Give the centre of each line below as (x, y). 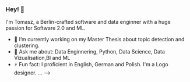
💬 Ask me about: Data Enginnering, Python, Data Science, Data (89, 52)
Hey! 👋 (15, 9)
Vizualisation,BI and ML (42, 58)
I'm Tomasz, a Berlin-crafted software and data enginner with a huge (88, 22)
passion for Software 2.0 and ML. (45, 28)
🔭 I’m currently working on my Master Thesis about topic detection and (99, 40)
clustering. (27, 45)
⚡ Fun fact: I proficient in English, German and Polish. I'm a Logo (91, 65)
